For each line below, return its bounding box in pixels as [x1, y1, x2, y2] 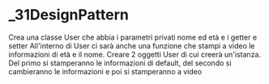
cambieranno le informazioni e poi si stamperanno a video [8, 66, 203, 76]
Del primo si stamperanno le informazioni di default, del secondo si [8, 58, 233, 68]
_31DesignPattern [8, 6, 130, 24]
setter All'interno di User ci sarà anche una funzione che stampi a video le [8, 40, 255, 50]
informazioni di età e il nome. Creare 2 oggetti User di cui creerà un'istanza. [8, 49, 262, 59]
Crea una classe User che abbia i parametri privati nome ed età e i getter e [8, 32, 258, 42]
